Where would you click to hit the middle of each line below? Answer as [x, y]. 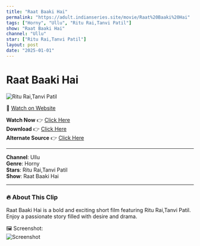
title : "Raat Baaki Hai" [37, 12]
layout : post [22, 45]
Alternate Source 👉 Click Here [45, 138]
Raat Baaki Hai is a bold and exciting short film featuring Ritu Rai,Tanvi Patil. [99, 210]
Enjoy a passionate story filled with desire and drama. [72, 216]
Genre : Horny [23, 163]
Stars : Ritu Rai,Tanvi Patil [37, 170]
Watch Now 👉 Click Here [38, 120]
